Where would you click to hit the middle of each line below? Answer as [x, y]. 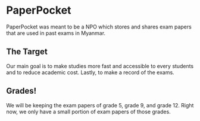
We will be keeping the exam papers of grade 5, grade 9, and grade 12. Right [100, 105]
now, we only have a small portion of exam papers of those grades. [88, 112]
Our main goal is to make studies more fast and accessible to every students [100, 66]
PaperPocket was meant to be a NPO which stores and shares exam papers [99, 27]
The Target [27, 52]
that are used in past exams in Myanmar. [56, 33]
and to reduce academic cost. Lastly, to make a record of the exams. [90, 72]
